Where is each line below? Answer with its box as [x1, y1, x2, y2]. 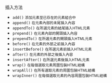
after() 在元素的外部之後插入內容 [12, 52, 73, 57]
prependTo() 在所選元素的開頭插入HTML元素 [12, 36, 93, 41]
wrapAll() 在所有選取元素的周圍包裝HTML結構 [12, 68, 96, 73]
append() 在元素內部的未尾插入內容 [12, 20, 76, 25]
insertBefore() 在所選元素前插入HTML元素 [12, 47, 92, 52]
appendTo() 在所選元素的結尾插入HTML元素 [12, 26, 91, 31]
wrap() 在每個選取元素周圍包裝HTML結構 [12, 63, 85, 68]
